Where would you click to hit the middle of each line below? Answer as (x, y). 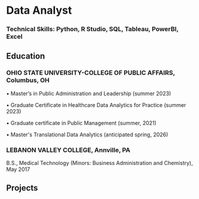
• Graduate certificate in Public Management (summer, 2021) (82, 123)
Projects (22, 188)
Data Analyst (39, 10)
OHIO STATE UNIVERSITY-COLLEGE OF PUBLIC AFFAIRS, (91, 73)
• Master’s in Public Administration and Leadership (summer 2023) (89, 93)
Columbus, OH (28, 80)
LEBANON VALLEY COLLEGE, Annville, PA (68, 150)
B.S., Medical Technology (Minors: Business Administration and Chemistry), (99, 163)
